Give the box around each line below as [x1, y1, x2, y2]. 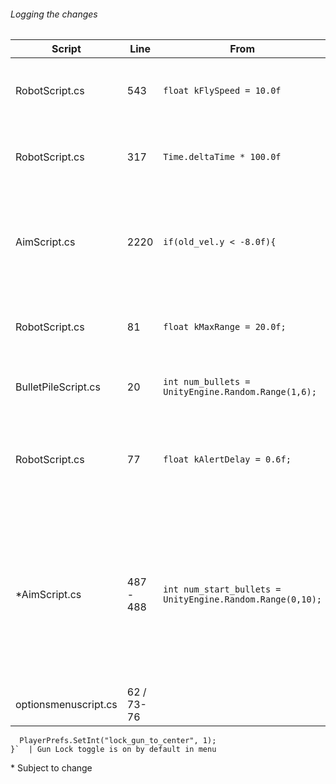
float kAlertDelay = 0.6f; [163, 454, 292, 465]
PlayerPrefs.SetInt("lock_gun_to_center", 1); [19, 736, 217, 746]
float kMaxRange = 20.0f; [163, 321, 287, 333]
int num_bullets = [163, 376, 251, 388]
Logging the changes [10, 8, 98, 20]
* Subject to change [10, 762, 93, 774]
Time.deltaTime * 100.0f [163, 151, 282, 163]
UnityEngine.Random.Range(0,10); [163, 594, 323, 605]
